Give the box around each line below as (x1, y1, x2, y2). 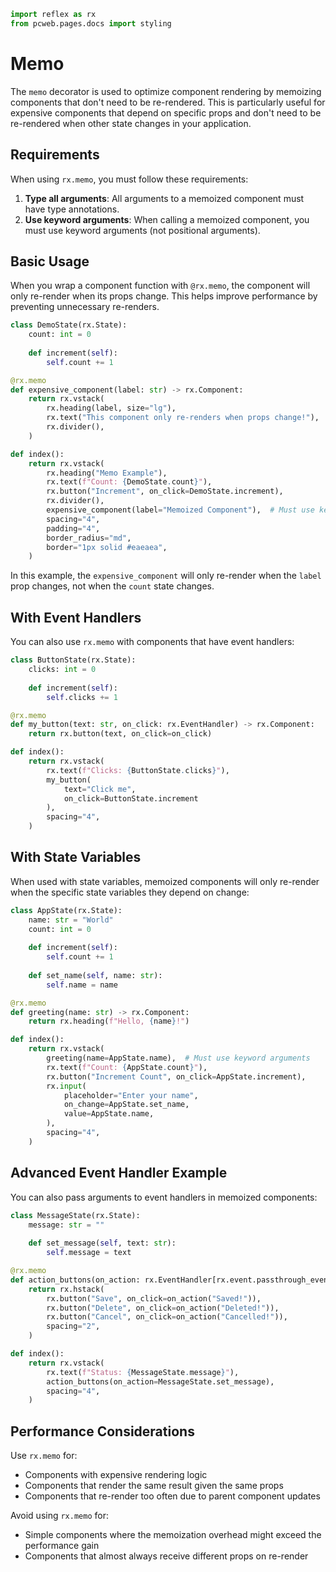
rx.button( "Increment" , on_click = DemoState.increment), (46, 486, 284, 497)
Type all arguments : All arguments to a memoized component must (24, 192, 305, 204)
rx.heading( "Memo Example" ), (46, 468, 168, 478)
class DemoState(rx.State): (10, 320, 128, 330)
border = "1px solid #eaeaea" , (46, 542, 168, 552)
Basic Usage (10, 253, 90, 270)
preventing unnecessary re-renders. (10, 301, 160, 313)
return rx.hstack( (28, 1284, 105, 1294)
